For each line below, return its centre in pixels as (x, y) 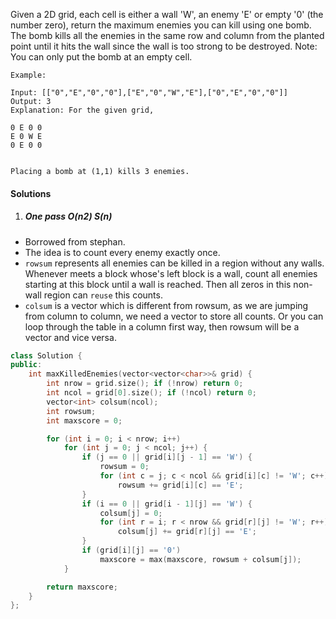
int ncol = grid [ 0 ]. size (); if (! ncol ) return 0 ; (151, 393)
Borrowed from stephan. (75, 241)
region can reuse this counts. (103, 295)
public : (26, 365)
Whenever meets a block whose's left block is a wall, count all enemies (171, 273)
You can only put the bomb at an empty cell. (101, 57)
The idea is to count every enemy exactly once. (122, 252)
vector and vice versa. (70, 337)
